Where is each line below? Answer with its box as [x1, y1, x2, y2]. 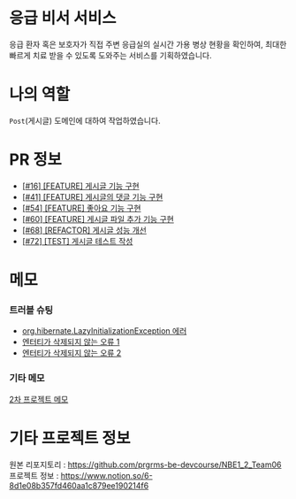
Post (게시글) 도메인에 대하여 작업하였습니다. [9, 115, 161, 126]
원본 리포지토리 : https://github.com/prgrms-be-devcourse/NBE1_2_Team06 [9, 459, 282, 470]
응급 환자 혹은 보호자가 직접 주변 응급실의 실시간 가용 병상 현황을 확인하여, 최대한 [9, 39, 287, 50]
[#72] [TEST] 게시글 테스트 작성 [21, 235, 133, 246]
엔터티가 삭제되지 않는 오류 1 [21, 337, 120, 348]
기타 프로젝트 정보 [9, 428, 131, 448]
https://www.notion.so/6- [60, 470, 153, 480]
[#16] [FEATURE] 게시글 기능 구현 [21, 180, 140, 191]
